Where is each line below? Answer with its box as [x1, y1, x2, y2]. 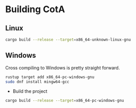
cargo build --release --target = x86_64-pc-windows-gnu [5, 98, 124, 103]
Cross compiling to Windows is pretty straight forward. [5, 64, 120, 70]
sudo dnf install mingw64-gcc [5, 79, 70, 84]
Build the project [12, 88, 47, 94]
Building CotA [5, 4, 65, 15]
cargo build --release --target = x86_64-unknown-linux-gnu [5, 37, 131, 42]
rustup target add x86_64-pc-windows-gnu [5, 75, 95, 80]
